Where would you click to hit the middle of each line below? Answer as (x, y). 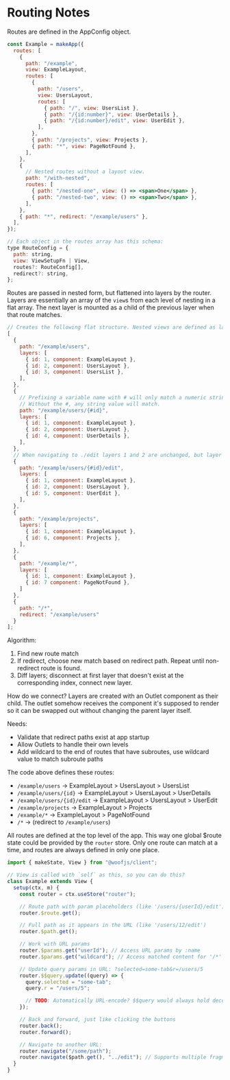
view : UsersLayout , (65, 95)
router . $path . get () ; (49, 932)
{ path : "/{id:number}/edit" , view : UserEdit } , (114, 121)
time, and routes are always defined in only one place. (83, 850)
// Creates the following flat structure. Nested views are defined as (111, 327)
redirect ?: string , (41, 273)
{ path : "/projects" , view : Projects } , (90, 140)
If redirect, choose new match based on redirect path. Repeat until (111, 661)
